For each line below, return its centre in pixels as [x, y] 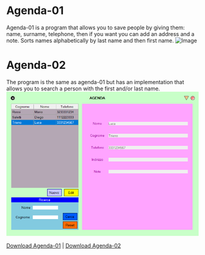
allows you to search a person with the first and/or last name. [83, 88]
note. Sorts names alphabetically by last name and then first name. [90, 40]
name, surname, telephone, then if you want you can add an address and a [100, 34]
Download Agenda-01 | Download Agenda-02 [64, 245]
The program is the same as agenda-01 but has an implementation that [95, 82]
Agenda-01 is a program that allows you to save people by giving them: [95, 27]
